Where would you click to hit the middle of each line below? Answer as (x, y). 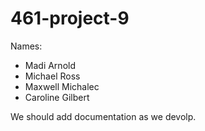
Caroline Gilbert (57, 97)
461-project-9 (70, 18)
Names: (26, 46)
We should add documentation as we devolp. (103, 116)
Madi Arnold (50, 65)
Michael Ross (52, 76)
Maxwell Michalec (62, 86)
